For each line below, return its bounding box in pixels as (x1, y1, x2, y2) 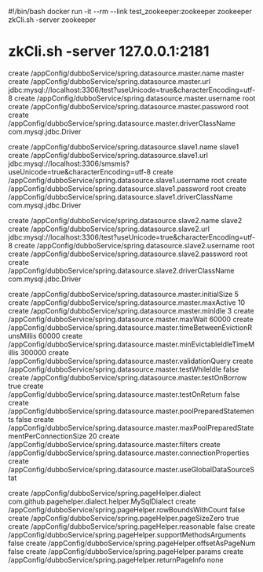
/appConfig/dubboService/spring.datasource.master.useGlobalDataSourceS (8, 464, 255, 474)
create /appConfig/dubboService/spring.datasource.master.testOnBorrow (8, 372, 247, 382)
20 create (88, 431, 120, 441)
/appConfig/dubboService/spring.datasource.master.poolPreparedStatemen (8, 406, 255, 416)
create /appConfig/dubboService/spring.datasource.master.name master (8, 68, 245, 78)
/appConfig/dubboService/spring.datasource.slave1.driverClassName (8, 192, 233, 201)
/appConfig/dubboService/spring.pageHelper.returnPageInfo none (8, 555, 224, 564)
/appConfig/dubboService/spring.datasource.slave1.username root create (8, 175, 247, 185)
